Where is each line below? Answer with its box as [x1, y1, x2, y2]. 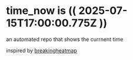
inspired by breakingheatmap [6, 47, 78, 54]
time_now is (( [6, 4, 77, 17]
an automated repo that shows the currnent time [6, 36, 124, 43]
